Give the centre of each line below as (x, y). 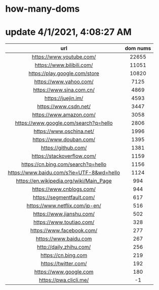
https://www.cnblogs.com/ (64, 189)
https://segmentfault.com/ (64, 197)
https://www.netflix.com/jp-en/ (64, 206)
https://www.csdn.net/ (64, 106)
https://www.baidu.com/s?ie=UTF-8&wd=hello (64, 172)
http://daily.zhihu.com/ (64, 247)
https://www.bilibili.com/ (64, 65)
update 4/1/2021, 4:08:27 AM (68, 32)
